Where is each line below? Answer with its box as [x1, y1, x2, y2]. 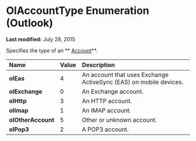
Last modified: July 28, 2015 [6, 36, 76, 43]
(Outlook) [6, 16, 54, 30]
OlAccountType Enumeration [6, 4, 150, 17]
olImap [9, 106, 29, 114]
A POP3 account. [81, 125, 129, 133]
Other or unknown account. [81, 115, 157, 124]
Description [81, 61, 116, 69]
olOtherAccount [9, 115, 54, 124]
